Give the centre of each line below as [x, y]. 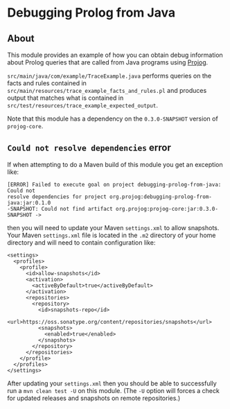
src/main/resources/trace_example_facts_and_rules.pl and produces [107, 90]
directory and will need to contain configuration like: [81, 242]
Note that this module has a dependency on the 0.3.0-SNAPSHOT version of [113, 119]
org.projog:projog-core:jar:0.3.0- [167, 209]
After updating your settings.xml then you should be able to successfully [112, 383]
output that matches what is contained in [65, 98]
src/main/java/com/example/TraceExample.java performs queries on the [109, 76]
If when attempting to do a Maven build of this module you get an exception [115, 164]
